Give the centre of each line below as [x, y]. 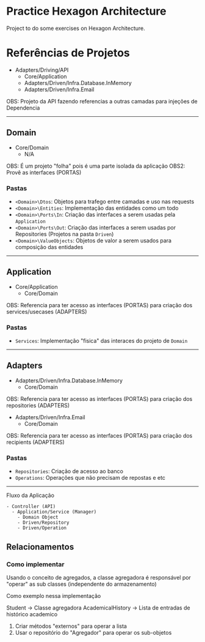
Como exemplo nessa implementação [54, 595]
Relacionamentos [40, 547]
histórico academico [32, 614]
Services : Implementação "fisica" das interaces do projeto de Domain [101, 341]
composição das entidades [49, 247]
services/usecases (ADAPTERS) [47, 312]
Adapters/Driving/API [42, 70]
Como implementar [35, 564]
